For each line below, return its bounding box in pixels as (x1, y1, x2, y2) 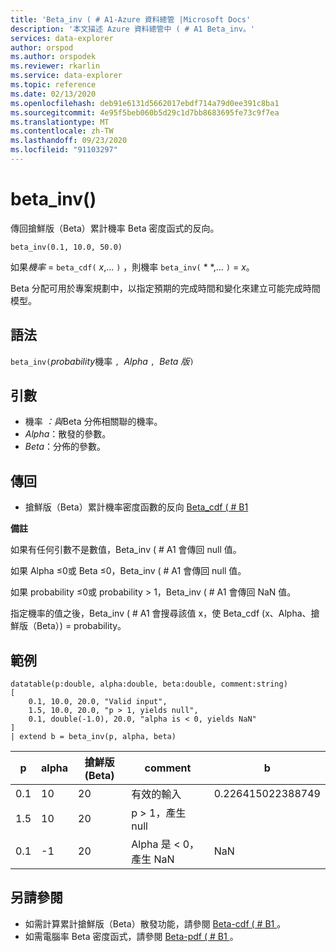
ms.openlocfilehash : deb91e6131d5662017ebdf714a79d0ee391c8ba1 (10, 98, 280, 108)
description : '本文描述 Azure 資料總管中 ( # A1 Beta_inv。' (10, 24, 255, 34)
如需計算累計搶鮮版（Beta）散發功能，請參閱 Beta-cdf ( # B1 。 (24, 917, 287, 930)
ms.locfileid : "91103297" (10, 145, 118, 155)
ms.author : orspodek (10, 52, 97, 62)
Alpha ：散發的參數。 (24, 428, 112, 440)
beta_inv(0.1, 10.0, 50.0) (10, 242, 123, 252)
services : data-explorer (10, 33, 114, 43)
